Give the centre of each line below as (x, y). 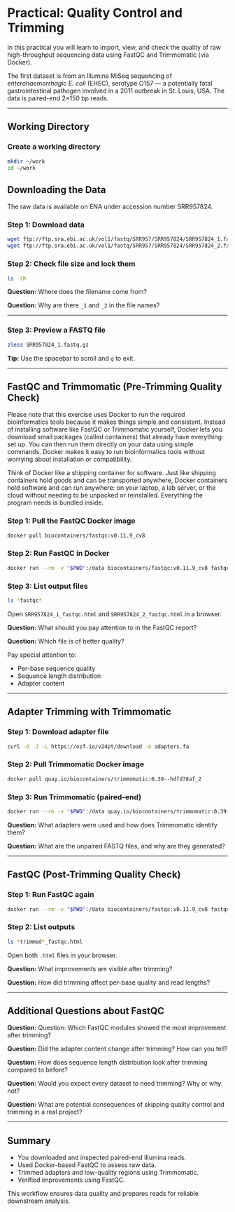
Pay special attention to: (42, 655)
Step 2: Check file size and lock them (71, 264)
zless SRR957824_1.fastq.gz (48, 345)
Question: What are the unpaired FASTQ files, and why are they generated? (116, 846)
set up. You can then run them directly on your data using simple (100, 444)
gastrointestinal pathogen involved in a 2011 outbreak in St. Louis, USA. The (116, 91)
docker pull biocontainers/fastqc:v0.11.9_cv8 (76, 535)
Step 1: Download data (46, 225)
